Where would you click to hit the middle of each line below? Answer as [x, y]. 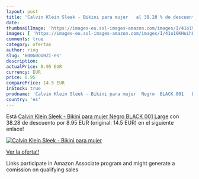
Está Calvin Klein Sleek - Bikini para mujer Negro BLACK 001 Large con [93, 116]
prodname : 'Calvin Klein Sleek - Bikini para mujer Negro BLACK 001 [95, 94]
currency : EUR [24, 72]
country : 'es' [24, 99]
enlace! [15, 129]
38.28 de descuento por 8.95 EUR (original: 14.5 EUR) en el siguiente [90, 122]
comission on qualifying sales [42, 170]
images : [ [18, 34]
